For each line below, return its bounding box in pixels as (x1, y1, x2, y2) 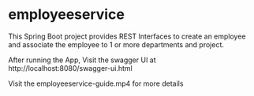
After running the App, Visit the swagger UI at (8, 55, 156, 65)
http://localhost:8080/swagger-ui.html (8, 63, 133, 72)
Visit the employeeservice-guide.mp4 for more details (8, 79, 184, 88)
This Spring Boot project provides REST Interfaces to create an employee (8, 31, 246, 41)
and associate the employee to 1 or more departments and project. (8, 39, 225, 49)
